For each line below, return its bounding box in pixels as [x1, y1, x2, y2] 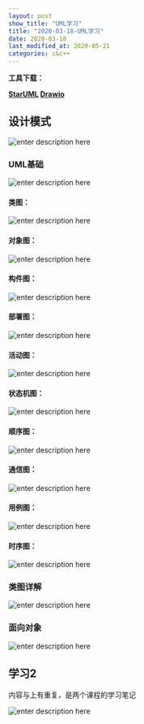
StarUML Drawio [8, 89, 65, 98]
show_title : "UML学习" [8, 20, 83, 28]
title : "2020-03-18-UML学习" [8, 27, 104, 35]
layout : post [8, 11, 53, 20]
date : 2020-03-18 [8, 34, 67, 43]
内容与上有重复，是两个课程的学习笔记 [8, 690, 136, 700]
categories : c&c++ [8, 50, 70, 58]
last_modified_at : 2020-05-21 [8, 42, 111, 50]
